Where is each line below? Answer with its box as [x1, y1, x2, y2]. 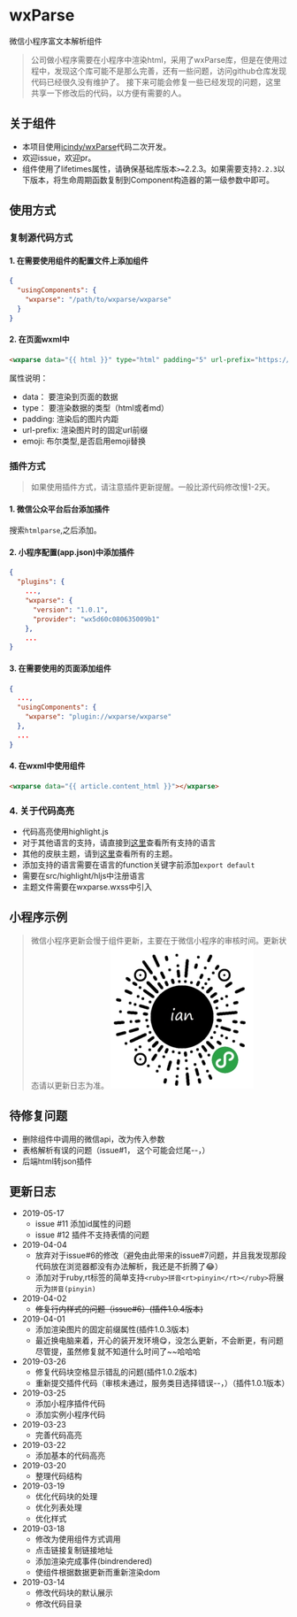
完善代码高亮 [34, 1430, 82, 1441]
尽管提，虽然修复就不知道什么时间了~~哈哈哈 [34, 1346, 202, 1357]
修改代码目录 [34, 1598, 82, 1609]
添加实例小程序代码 [34, 1409, 106, 1421]
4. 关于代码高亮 [9, 805, 75, 817]
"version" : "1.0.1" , [32, 605, 109, 614]
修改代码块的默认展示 [34, 1588, 113, 1598]
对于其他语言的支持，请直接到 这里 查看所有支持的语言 [21, 837, 217, 848]
